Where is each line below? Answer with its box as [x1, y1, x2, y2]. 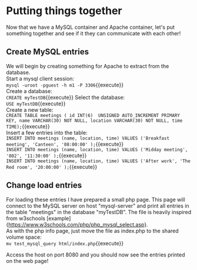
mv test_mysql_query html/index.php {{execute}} [6, 239, 124, 246]
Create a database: [6, 87, 52, 95]
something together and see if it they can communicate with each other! [6, 29, 181, 36]
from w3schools [6, 215, 46, 222]
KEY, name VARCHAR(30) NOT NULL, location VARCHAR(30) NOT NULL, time [6, 118, 183, 124]
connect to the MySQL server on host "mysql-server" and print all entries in [6, 202, 189, 209]
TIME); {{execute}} [6, 122, 50, 130]
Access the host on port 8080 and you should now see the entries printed [6, 251, 185, 258]
